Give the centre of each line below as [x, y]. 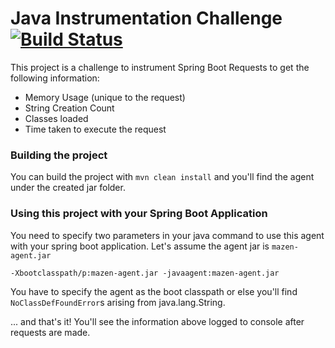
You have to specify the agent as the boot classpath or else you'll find [154, 291]
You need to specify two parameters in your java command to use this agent [167, 235]
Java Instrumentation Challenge [146, 18]
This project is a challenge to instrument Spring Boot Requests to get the [160, 67]
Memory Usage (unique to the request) [105, 97]
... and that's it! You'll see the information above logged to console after [157, 321]
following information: [55, 78]
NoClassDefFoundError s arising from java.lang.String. [118, 302]
